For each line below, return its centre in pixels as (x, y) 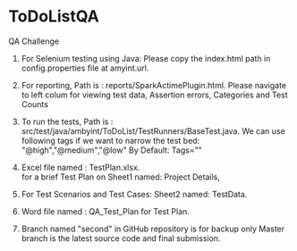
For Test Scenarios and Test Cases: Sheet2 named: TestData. (134, 194)
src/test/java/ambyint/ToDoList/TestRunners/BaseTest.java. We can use (153, 130)
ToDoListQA (54, 17)
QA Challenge (34, 41)
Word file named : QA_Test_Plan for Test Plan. (105, 211)
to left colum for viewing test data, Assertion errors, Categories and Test (154, 95)
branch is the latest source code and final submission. (121, 238)
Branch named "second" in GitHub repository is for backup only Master (153, 229)
